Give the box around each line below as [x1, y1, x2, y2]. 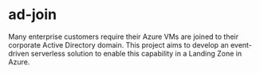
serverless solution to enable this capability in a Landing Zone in [30, 48, 242, 58]
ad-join [8, 6, 57, 24]
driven [8, 48, 30, 58]
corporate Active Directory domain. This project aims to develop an [8, 40, 229, 49]
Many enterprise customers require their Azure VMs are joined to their [8, 32, 239, 41]
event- [230, 40, 253, 49]
